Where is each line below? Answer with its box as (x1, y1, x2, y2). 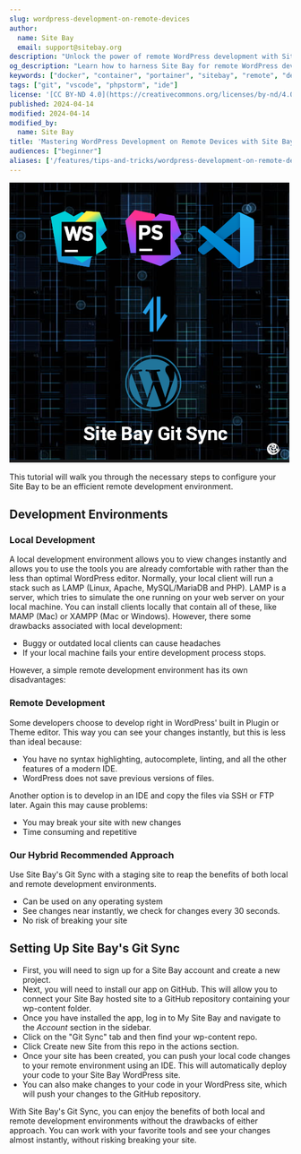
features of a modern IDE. (21, 762, 118, 774)
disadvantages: (9, 675, 66, 685)
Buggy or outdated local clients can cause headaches (21, 638, 221, 649)
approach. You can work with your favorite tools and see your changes (9, 1124, 271, 1135)
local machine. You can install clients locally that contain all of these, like (9, 601, 278, 613)
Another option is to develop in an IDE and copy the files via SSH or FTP (9, 789, 275, 801)
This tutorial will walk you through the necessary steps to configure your (9, 471, 277, 482)
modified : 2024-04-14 (9, 108, 90, 118)
